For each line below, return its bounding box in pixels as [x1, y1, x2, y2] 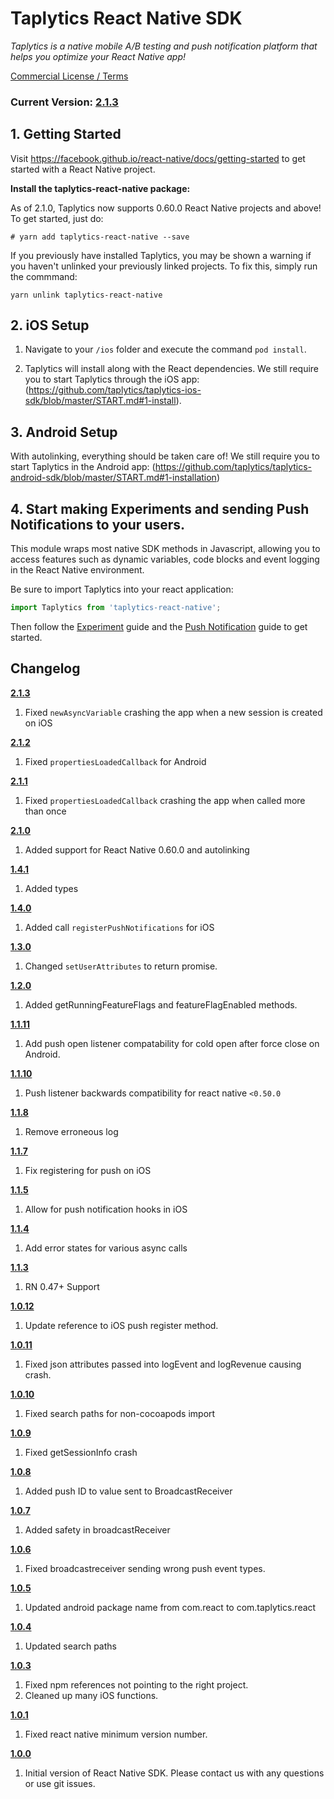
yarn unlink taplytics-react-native [10, 290, 163, 300]
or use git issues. [24, 1777, 96, 1789]
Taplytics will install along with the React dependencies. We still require [24, 363, 320, 375]
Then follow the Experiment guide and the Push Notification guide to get [10, 620, 308, 632]
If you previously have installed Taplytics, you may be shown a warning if [10, 249, 312, 261]
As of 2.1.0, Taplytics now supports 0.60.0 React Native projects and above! [10, 202, 322, 214]
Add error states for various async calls [24, 1242, 188, 1254]
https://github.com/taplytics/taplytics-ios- [28, 384, 202, 396]
